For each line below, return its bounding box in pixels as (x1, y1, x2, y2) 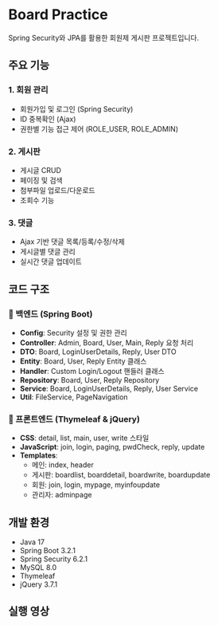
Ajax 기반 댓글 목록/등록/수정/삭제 (19, 237, 125, 246)
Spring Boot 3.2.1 (19, 546, 76, 556)
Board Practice (8, 6, 109, 24)
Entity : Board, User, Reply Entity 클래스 (19, 356, 147, 366)
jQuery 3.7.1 (19, 580, 58, 589)
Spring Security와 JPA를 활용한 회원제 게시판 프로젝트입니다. (8, 33, 200, 42)
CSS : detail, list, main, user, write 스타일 (19, 433, 150, 443)
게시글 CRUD (19, 165, 62, 175)
